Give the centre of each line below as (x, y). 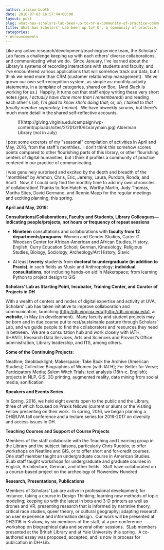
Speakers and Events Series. (35, 391)
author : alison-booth (27, 9)
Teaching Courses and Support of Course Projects (58, 431)
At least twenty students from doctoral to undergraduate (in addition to (85, 262)
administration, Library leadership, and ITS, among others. (64, 342)
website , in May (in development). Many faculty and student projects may (80, 317)
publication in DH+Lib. (28, 542)
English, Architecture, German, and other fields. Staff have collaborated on (81, 466)
